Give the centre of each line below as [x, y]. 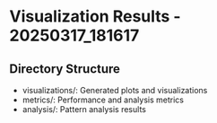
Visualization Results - [95, 17]
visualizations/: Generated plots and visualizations [115, 90]
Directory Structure [65, 69]
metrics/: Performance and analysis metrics [103, 100]
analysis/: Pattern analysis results [84, 109]
